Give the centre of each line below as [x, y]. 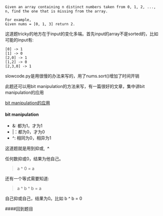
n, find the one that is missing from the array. [57, 11]
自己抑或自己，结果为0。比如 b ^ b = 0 [44, 198]
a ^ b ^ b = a [29, 189]
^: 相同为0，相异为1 [31, 138]
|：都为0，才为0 [29, 132]
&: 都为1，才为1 [27, 126]
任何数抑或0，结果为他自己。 [34, 159]
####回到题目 [19, 209]
